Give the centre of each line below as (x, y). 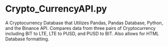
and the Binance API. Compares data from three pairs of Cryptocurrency (80, 28)
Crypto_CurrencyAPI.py (56, 9)
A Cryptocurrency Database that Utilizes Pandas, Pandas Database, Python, (84, 23)
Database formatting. (27, 39)
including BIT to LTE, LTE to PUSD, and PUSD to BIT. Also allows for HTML (82, 33)
